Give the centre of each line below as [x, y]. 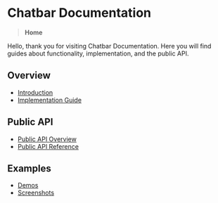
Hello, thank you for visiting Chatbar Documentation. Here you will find [109, 46]
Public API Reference [48, 146]
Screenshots [36, 193]
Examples [29, 168]
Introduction [35, 92]
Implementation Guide [50, 100]
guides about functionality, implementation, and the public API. [98, 53]
